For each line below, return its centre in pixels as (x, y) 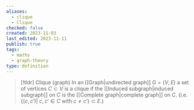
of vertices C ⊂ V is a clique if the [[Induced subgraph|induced (97, 89)
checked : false (25, 28)
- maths (21, 55)
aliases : (17, 11)
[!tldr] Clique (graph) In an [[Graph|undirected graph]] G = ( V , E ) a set (105, 82)
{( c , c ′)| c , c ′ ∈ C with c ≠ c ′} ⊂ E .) (62, 101)
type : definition (27, 66)
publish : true (24, 44)
